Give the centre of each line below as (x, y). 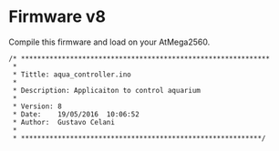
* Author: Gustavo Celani (64, 122)
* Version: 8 (37, 106)
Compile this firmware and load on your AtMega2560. (109, 42)
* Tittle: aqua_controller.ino (72, 75)
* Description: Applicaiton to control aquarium (107, 90)
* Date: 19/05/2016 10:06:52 (76, 114)
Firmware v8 (57, 17)
